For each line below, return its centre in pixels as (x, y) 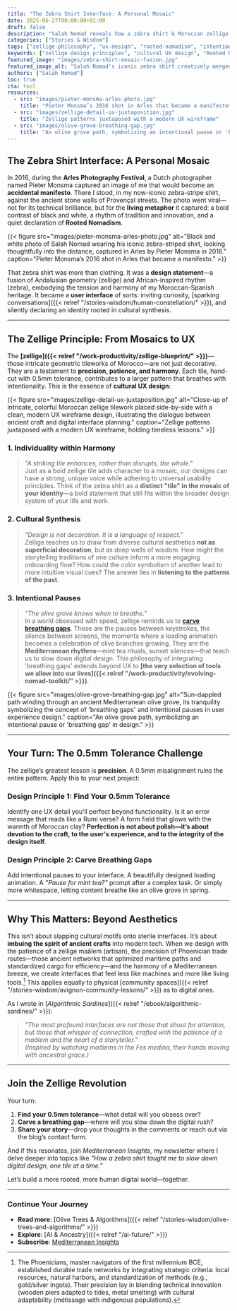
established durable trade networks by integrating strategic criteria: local (123, 1269)
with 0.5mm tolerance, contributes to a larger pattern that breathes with (122, 378)
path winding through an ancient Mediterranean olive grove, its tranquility (114, 702)
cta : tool (22, 86)
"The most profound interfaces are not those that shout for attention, (125, 1024)
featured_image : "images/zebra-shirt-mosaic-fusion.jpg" (93, 60)
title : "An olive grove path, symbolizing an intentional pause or (121, 132)
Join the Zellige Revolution (67, 1084)
